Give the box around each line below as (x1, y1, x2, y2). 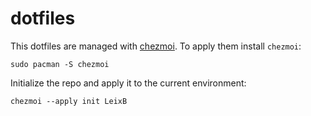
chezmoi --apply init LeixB (10, 96, 128, 106)
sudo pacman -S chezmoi (10, 59, 110, 69)
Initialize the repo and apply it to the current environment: (10, 77, 247, 89)
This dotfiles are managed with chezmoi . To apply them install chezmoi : (10, 40, 302, 52)
